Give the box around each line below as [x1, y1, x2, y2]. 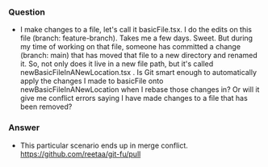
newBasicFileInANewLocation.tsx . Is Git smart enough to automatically [19, 68, 257, 77]
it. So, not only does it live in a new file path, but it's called [19, 59, 214, 69]
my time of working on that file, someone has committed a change [19, 42, 241, 52]
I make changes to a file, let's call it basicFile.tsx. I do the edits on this [19, 25, 253, 35]
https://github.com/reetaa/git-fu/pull [19, 148, 141, 159]
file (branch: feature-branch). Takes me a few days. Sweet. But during [19, 33, 253, 43]
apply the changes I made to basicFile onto [19, 76, 164, 86]
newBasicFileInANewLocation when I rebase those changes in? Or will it [19, 85, 260, 94]
